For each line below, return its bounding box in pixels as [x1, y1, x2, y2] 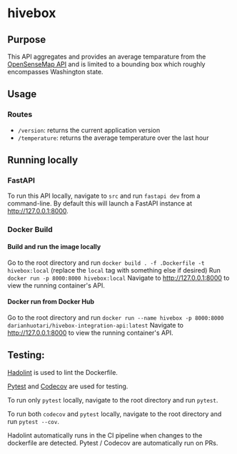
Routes [7, 109, 33, 119]
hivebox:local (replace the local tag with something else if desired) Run [7, 266, 221, 274]
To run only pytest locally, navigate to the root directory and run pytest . [7, 395, 218, 404]
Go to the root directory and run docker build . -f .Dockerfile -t [7, 258, 205, 267]
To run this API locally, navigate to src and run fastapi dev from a [7, 191, 201, 201]
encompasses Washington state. [7, 68, 104, 76]
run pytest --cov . [7, 417, 59, 425]
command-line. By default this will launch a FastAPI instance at [7, 199, 193, 208]
